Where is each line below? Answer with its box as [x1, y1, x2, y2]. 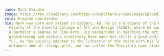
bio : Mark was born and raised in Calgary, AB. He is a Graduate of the [4, 20, 156, 26]
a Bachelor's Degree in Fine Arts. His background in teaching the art [9, 30, 159, 35]
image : [4, 12, 18, 17]
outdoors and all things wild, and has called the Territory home [9, 43, 147, 48]
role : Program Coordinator [4, 16, 60, 21]
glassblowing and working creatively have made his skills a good [9, 35, 147, 39]
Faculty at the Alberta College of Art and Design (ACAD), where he [9, 25, 152, 30]
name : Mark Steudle [4, 7, 45, 12]
